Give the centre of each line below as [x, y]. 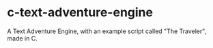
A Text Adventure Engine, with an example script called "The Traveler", [107, 31]
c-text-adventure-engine [80, 13]
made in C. [22, 38]
